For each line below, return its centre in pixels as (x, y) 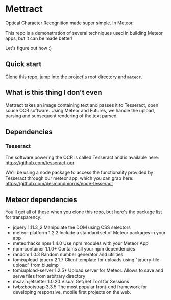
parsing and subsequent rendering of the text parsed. (62, 116)
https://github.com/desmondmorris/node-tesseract (59, 184)
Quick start (23, 64)
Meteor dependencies (41, 199)
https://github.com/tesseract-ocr (40, 163)
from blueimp (44, 265)
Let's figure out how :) (29, 48)
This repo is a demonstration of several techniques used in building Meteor (84, 33)
